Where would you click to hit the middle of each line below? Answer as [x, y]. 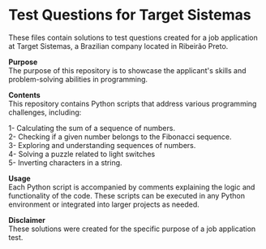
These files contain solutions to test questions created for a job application [133, 37]
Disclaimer [27, 220]
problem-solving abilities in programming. [78, 79]
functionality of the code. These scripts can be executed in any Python [127, 195]
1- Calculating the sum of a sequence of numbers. [92, 128]
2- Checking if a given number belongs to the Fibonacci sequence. [120, 137]
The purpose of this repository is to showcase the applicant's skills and [127, 70]
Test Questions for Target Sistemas [130, 15]
